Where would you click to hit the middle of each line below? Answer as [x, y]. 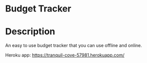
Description [30, 32]
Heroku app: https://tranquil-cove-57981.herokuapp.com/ [65, 55]
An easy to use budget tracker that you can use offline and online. [74, 45]
